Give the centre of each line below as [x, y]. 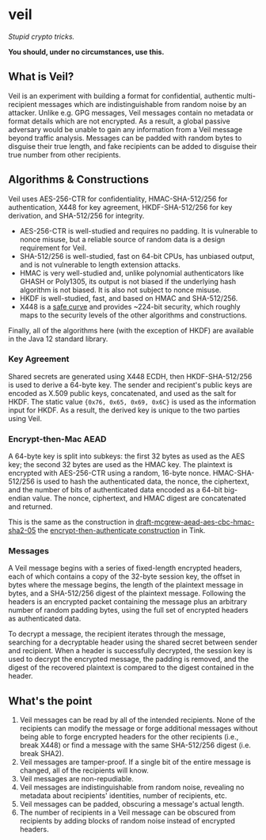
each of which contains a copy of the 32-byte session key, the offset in [124, 576]
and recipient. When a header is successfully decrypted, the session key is [131, 651]
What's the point [50, 701]
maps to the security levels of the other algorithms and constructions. [133, 315]
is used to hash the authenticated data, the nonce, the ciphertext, [143, 481]
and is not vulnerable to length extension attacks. [100, 264]
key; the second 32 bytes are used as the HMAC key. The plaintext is [121, 465]
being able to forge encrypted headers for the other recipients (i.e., [129, 737]
